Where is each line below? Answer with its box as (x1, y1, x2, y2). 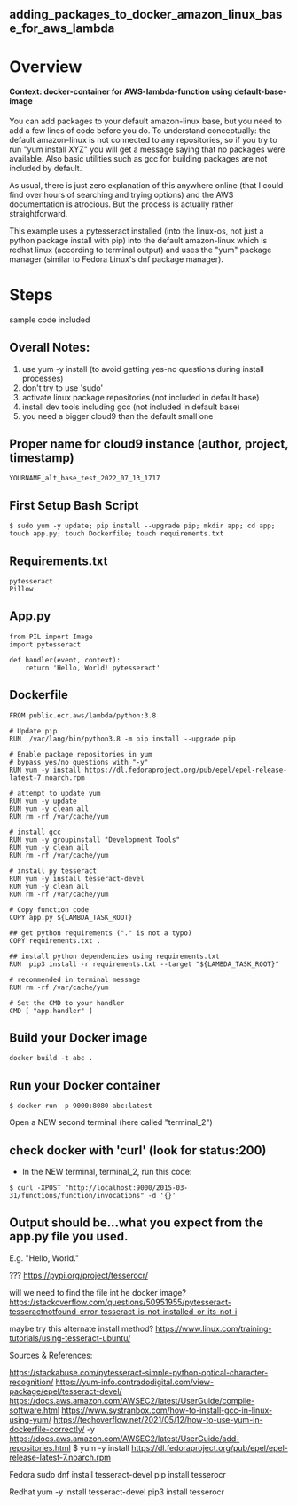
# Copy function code (9, 905, 90, 914)
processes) (21, 373, 64, 384)
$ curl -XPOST (9, 1184, 62, 1193)
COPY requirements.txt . (9, 936, 101, 945)
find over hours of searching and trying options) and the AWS (9, 189, 234, 200)
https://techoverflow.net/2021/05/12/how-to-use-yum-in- (52, 1414, 263, 1424)
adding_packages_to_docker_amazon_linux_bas (9, 7, 283, 22)
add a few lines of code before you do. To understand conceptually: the (9, 124, 271, 136)
